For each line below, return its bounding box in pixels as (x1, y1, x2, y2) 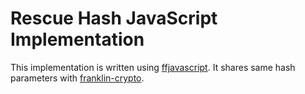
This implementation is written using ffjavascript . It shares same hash (10, 61, 296, 73)
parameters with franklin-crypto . (10, 72, 145, 84)
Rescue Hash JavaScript (10, 7, 218, 30)
